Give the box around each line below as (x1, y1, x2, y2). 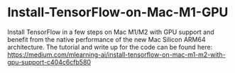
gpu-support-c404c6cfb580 (7, 57, 91, 66)
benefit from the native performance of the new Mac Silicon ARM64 (7, 35, 206, 43)
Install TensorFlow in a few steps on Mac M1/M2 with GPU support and (7, 28, 214, 36)
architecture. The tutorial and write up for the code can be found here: (7, 43, 213, 51)
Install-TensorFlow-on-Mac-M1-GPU (7, 4, 229, 21)
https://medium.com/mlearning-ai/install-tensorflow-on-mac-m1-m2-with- (7, 50, 226, 59)
